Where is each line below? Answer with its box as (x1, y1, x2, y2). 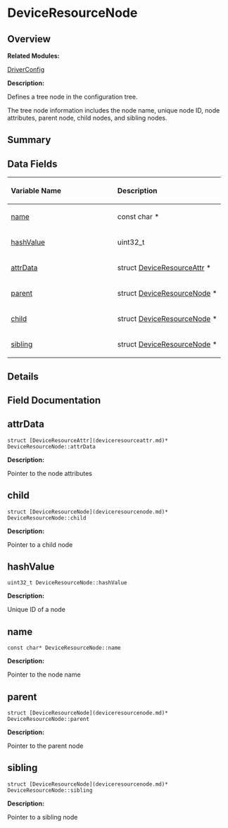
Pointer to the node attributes (7, 469, 93, 477)
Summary (7, 134, 51, 146)
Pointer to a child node (7, 540, 73, 548)
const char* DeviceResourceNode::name (7, 644, 121, 652)
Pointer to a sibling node (7, 813, 78, 821)
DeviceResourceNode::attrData (7, 443, 96, 450)
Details (7, 370, 39, 382)
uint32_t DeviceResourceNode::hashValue (7, 579, 128, 586)
